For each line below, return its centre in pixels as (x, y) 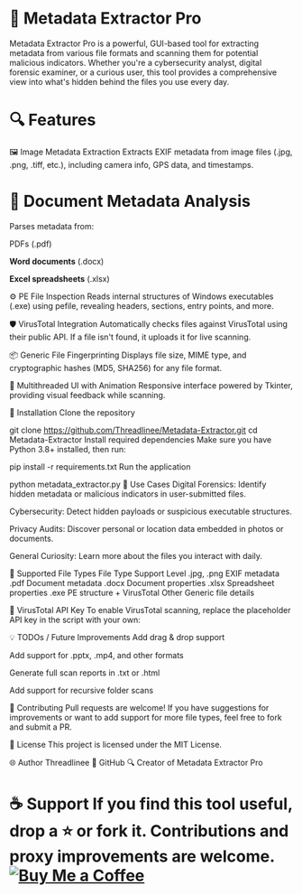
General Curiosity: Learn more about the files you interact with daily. (136, 555)
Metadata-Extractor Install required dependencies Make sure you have (141, 439)
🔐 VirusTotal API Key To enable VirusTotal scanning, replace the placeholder (150, 610)
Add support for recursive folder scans (82, 690)
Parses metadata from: (52, 226)
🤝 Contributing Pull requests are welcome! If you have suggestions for (139, 707)
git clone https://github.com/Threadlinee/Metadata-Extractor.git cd (134, 430)
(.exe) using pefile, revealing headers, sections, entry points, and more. (142, 305)
